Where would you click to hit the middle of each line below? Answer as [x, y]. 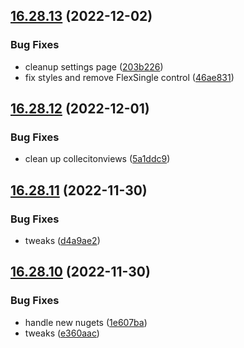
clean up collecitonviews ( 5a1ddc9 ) [97, 159]
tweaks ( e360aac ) [62, 333]
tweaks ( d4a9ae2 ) [62, 241]
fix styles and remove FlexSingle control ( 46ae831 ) [129, 77]
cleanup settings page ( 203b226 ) [94, 66]
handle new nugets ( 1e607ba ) [86, 322]
